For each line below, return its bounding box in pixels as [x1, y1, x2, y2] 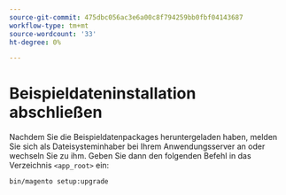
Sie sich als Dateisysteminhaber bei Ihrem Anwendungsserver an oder [9, 141, 266, 152]
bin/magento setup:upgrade [9, 177, 109, 186]
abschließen [9, 103, 103, 122]
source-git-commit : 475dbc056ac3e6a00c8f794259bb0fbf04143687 [9, 12, 243, 22]
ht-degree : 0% [9, 37, 62, 47]
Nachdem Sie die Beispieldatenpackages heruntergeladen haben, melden [9, 132, 278, 143]
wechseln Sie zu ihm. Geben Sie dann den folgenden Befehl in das [9, 151, 251, 161]
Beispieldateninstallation [9, 83, 197, 104]
